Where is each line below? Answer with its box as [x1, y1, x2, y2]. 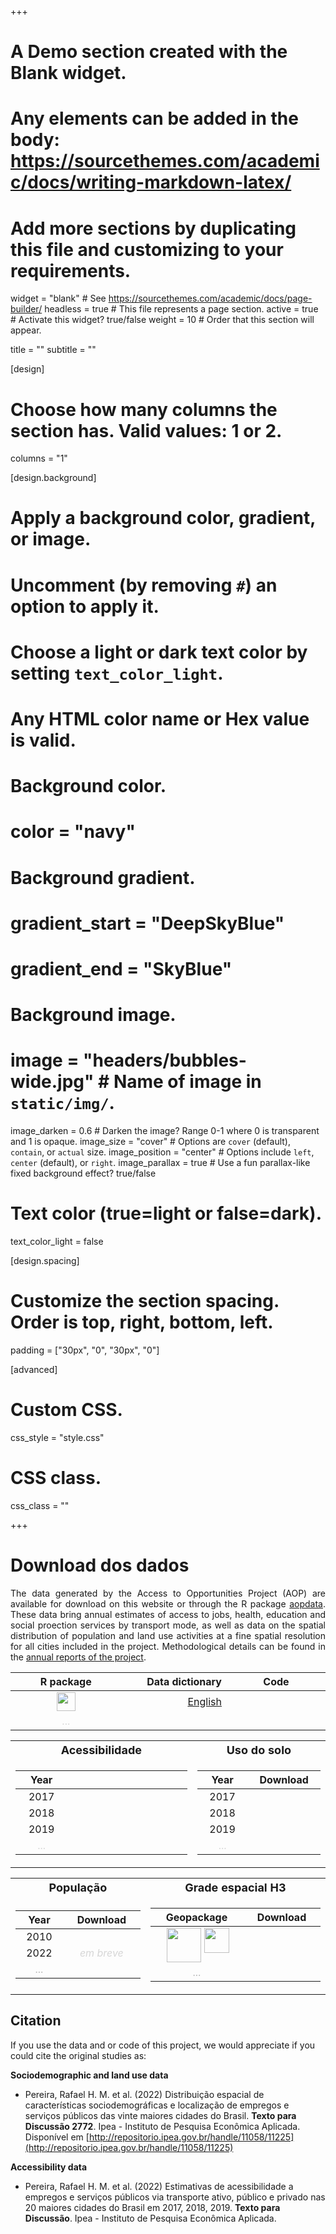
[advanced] [10, 1363, 58, 1375]
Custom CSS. [10, 1399, 123, 1421]
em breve [79, 1946, 124, 1960]
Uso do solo [226, 1742, 292, 1757]
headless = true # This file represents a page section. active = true [44, 303, 319, 315]
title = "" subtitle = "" [10, 344, 97, 356]
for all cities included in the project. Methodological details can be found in [10, 1640, 326, 1652]
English [187, 1694, 222, 1708]
